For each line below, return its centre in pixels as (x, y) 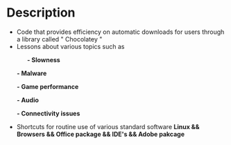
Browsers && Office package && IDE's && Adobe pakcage (101, 134)
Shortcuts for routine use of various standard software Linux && (108, 126)
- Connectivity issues (48, 113)
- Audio (28, 100)
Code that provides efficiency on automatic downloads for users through (120, 32)
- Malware (32, 73)
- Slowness (43, 59)
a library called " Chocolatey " (59, 39)
